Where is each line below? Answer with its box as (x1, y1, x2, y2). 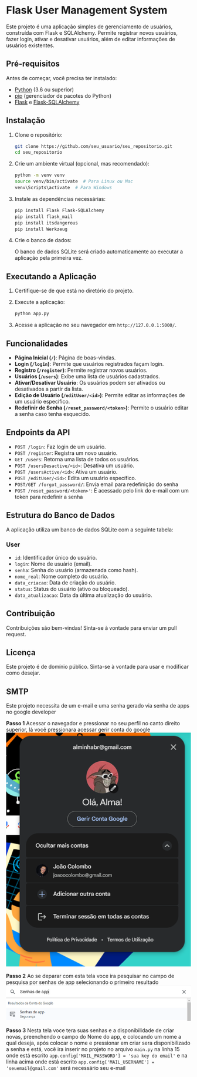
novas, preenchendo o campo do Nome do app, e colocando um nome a (6, 1033, 182, 1040)
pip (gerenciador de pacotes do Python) (14, 92, 111, 99)
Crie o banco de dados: (14, 237, 72, 244)
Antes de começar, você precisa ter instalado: (6, 74, 117, 81)
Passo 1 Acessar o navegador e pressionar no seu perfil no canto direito (6, 720, 181, 727)
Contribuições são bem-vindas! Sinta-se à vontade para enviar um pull (6, 624, 177, 631)
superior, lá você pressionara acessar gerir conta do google (6, 726, 151, 734)
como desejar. (6, 669, 40, 676)
